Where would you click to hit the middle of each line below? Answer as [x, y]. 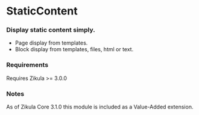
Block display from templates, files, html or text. [74, 49]
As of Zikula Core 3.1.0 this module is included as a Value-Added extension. [100, 107]
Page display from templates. [51, 43]
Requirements [27, 65]
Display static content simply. [51, 30]
